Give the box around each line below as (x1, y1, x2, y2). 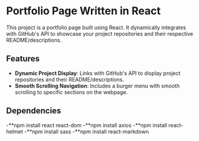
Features (6, 54, 40, 64)
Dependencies (6, 106, 61, 116)
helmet (6, 128, 23, 135)
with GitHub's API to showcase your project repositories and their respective (6, 30, 194, 37)
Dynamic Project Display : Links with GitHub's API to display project (14, 70, 181, 77)
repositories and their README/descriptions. (14, 76, 124, 83)
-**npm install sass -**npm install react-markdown (24, 128, 149, 135)
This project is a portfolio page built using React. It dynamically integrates (6, 24, 186, 31)
